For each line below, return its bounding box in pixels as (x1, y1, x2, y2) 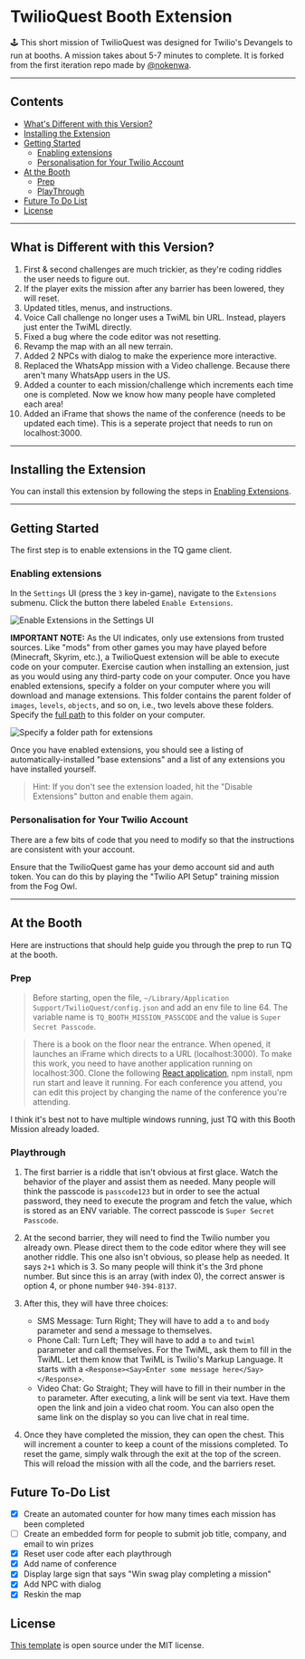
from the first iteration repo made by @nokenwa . (10, 59, 192, 70)
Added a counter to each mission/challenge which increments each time (23, 379, 293, 390)
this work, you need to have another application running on (32, 1058, 253, 1069)
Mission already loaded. (10, 1123, 100, 1134)
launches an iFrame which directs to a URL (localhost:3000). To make (32, 1048, 292, 1059)
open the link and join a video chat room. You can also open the (36, 1402, 275, 1414)
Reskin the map (23, 1589, 82, 1600)
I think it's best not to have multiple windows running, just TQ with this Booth (10, 1114, 296, 1125)
